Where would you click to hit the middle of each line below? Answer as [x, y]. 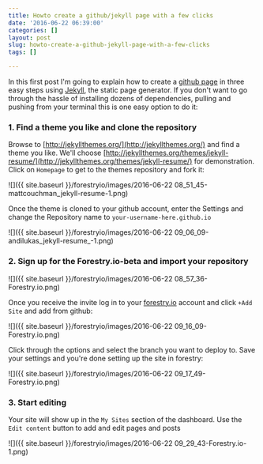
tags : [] [23, 52]
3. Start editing [38, 402]
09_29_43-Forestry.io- [210, 443]
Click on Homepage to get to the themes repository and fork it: [107, 170]
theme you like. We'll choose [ [57, 153]
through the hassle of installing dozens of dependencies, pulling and [120, 98]
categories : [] [33, 30]
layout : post [30, 38]
